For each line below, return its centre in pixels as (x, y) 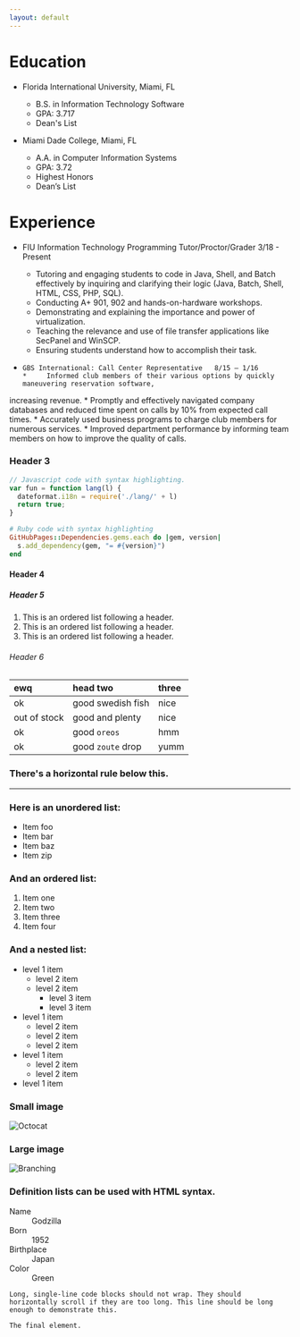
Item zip (37, 856)
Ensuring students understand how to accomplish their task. (146, 350)
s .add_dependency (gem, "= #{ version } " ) (92, 546)
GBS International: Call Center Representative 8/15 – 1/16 (140, 368)
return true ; (42, 505)
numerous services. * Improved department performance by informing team (149, 428)
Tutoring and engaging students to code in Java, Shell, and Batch (155, 274)
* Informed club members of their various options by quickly (148, 376)
